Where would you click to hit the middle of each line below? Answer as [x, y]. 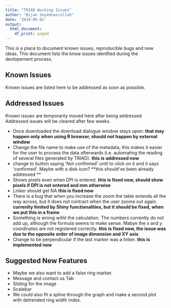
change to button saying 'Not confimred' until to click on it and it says [86, 163]
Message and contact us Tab [43, 278]
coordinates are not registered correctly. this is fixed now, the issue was [89, 228]
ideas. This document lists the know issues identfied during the [72, 54]
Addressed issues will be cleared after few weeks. [58, 121]
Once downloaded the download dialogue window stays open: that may [88, 131]
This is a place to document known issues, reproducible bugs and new [79, 48]
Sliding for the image [34, 284]
